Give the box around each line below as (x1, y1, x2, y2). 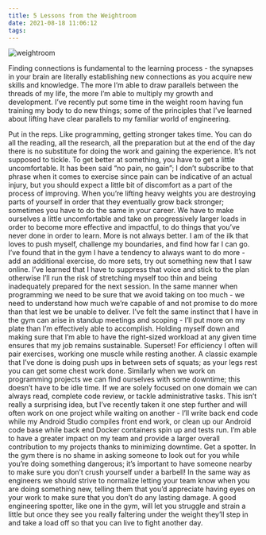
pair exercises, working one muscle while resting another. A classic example (8, 349, 258, 359)
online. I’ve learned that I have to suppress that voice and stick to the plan (8, 265, 250, 274)
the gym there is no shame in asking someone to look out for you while (8, 451, 240, 460)
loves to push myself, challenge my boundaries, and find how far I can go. (8, 239, 250, 249)
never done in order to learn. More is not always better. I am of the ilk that (8, 231, 249, 241)
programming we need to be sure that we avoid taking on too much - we (8, 290, 245, 300)
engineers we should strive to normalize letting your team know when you (8, 476, 250, 486)
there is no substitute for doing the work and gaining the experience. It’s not (8, 146, 256, 156)
